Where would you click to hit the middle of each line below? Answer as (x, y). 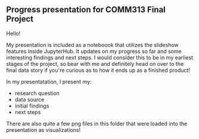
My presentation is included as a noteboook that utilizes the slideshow (92, 45)
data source (29, 99)
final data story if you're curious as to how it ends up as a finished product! (98, 70)
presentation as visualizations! (43, 129)
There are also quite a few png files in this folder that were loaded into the (97, 124)
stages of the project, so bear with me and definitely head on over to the (95, 64)
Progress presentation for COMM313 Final (86, 10)
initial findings (32, 106)
